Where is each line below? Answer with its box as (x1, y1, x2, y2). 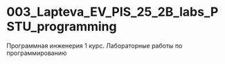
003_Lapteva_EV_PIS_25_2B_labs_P (6, 4, 219, 20)
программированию (6, 49, 67, 57)
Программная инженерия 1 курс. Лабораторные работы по (6, 41, 183, 50)
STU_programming (6, 19, 117, 34)
